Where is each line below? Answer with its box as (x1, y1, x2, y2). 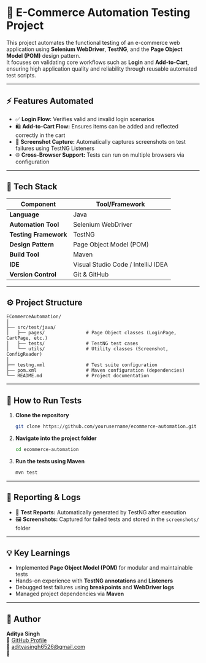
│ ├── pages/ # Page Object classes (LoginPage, (6, 330, 177, 336)
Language (9, 210, 40, 219)
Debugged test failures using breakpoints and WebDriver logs (15, 584, 175, 591)
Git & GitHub (73, 270, 109, 278)
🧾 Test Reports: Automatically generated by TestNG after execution (15, 508, 186, 516)
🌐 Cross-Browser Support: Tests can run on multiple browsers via (15, 151, 185, 159)
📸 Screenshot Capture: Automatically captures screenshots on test (15, 138, 186, 145)
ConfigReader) (6, 351, 43, 358)
